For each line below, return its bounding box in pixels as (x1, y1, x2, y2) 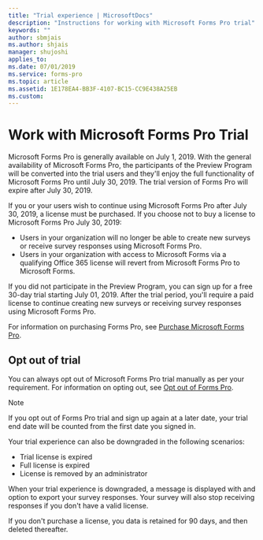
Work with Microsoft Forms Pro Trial (8, 126, 250, 144)
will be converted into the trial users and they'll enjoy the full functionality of (8, 169, 254, 178)
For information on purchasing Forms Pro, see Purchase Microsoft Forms (8, 322, 245, 332)
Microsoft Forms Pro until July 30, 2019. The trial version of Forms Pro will (8, 177, 248, 187)
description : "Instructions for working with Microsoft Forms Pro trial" (8, 19, 256, 27)
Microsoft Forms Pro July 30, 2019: (8, 218, 122, 227)
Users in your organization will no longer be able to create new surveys (19, 233, 250, 243)
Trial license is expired (19, 452, 93, 461)
